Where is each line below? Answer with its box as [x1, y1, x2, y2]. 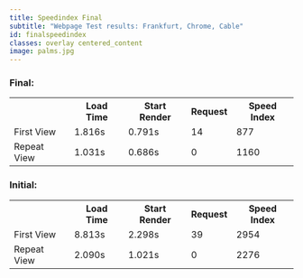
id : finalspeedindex [9, 30, 87, 39]
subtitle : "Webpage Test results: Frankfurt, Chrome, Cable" [9, 22, 244, 31]
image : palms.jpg [9, 47, 75, 56]
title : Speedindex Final [9, 13, 103, 23]
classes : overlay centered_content [9, 38, 143, 48]
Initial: [9, 179, 38, 191]
